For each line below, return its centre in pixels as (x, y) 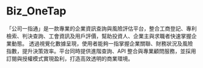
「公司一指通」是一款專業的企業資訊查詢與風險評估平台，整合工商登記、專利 (101, 28)
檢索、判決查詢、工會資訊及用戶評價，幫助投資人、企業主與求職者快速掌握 (99, 36)
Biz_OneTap (36, 11)
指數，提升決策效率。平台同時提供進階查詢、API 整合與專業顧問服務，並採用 (101, 51)
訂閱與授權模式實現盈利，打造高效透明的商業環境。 (70, 58)
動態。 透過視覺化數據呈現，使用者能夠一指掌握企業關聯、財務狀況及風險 (102, 43)
